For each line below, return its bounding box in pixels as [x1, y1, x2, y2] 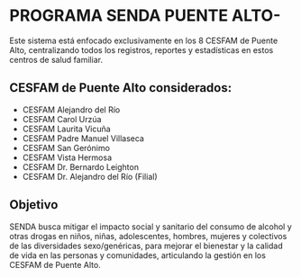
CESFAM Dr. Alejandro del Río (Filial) [22, 171, 158, 182]
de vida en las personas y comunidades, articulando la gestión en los [9, 249, 266, 261]
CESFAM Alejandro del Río [22, 104, 121, 115]
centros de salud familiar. [9, 54, 104, 65]
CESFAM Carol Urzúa [22, 113, 102, 124]
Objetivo [9, 197, 59, 212]
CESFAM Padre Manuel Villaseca [22, 132, 144, 144]
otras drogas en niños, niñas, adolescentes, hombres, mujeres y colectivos [9, 230, 287, 241]
